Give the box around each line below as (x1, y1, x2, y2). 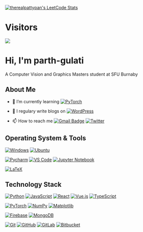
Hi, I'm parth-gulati (5, 55, 84, 66)
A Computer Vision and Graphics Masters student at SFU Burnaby (5, 71, 138, 77)
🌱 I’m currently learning (12, 98, 60, 104)
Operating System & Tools (5, 134, 87, 143)
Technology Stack (5, 180, 62, 189)
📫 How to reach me (12, 118, 53, 124)
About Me (5, 86, 36, 94)
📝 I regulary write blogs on (12, 108, 66, 114)
